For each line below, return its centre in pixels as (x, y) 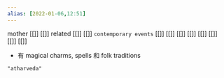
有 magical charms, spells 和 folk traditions (79, 55)
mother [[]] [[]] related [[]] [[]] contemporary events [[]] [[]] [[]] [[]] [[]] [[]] (113, 33)
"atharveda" (24, 68)
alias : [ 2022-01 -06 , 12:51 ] (47, 14)
